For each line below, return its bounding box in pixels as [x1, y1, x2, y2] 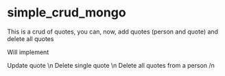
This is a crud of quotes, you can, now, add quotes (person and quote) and [7, 27, 218, 36]
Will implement [7, 48, 49, 56]
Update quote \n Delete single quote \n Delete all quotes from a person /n [7, 61, 215, 69]
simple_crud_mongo [7, 5, 126, 21]
